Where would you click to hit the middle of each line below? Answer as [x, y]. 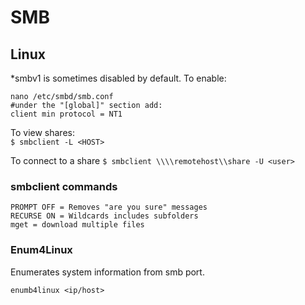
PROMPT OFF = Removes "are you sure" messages [109, 207]
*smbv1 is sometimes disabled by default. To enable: [118, 78]
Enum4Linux [41, 250]
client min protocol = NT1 [66, 114]
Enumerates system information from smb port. [107, 272]
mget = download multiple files [77, 225]
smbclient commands [64, 186]
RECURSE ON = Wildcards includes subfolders [104, 216]
